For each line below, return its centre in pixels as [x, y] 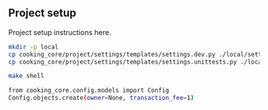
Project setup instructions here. [60, 32]
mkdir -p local [33, 47]
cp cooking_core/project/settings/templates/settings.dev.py [112, 54]
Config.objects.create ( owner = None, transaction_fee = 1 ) [101, 98]
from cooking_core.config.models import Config [89, 91]
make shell [26, 76]
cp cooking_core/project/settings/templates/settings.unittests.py [123, 62]
